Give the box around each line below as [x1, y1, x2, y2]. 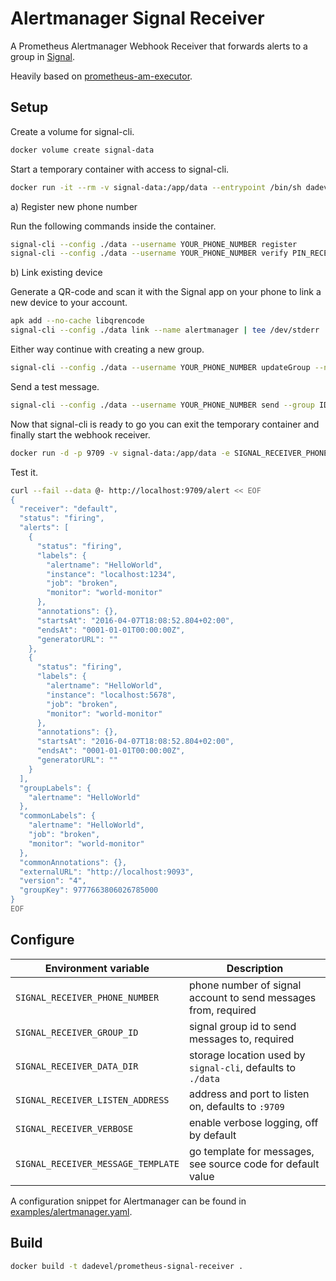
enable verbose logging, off [188, 1115, 319, 1129]
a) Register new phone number [10, 200, 138, 212]
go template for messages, [188, 1144, 315, 1158]
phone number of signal [188, 978, 302, 992]
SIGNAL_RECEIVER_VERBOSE [15, 1123, 134, 1134]
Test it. [10, 466, 39, 478]
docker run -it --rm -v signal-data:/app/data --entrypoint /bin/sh [10, 182, 302, 192]
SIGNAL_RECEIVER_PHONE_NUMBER [15, 992, 160, 1003]
